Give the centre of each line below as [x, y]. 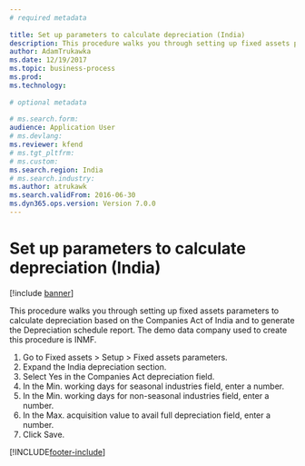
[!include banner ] [42, 292]
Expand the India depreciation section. [94, 367]
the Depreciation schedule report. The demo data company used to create [148, 330]
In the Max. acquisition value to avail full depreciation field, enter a [146, 415]
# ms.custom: [34, 161]
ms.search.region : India [56, 170]
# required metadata [49, 18]
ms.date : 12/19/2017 [49, 60]
